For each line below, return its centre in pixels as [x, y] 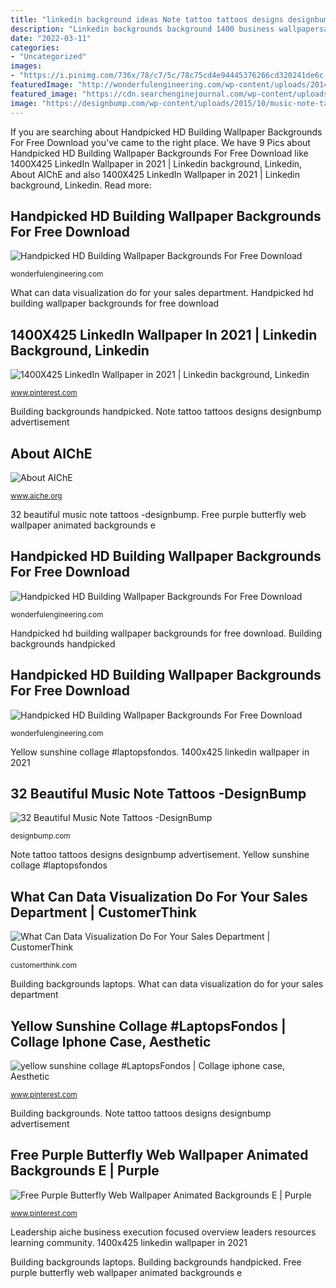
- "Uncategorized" [48, 57]
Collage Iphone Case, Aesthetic [111, 1041]
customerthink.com [43, 966]
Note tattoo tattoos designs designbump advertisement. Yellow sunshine [160, 855]
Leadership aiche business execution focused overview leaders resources [163, 1232]
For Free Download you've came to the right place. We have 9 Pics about [160, 142]
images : [26, 66]
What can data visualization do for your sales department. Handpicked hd [162, 293]
